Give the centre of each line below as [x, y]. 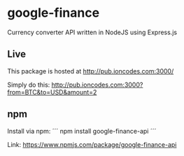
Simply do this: [29, 85]
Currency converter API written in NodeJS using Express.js [92, 32]
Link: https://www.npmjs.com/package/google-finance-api [92, 144]
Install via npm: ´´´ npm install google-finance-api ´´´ [82, 131]
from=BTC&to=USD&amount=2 [52, 92]
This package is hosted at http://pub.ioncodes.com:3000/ [91, 71]
